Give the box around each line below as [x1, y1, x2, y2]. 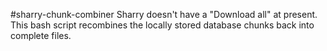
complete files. [10, 30, 72, 41]
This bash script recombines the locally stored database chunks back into [10, 19, 315, 31]
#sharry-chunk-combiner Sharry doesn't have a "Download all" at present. [10, 9, 318, 20]
